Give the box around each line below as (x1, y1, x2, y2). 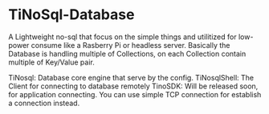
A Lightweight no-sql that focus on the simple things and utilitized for (8, 32, 237, 41)
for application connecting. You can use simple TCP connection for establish (8, 89, 262, 99)
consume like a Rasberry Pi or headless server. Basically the (31, 40, 230, 49)
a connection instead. (8, 98, 80, 108)
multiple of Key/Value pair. (8, 57, 95, 67)
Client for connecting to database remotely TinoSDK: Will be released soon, (8, 81, 259, 91)
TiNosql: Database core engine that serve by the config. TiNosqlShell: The (8, 73, 255, 82)
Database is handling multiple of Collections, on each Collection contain (8, 49, 247, 58)
